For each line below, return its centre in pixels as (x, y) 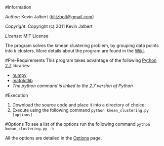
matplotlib (22, 80)
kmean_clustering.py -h (30, 129)
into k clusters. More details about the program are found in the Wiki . (75, 51)
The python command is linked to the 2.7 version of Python (73, 86)
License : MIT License (27, 36)
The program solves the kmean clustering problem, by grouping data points (82, 46)
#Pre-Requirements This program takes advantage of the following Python (81, 60)
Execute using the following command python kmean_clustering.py (81, 110)
